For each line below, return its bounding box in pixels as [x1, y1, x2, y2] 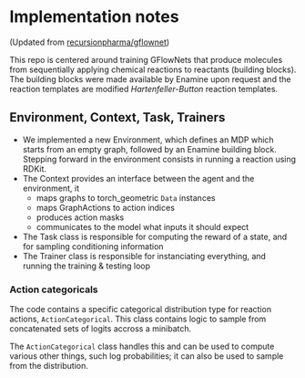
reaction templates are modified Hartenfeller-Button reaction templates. [9, 83, 279, 94]
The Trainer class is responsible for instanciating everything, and [22, 250, 267, 261]
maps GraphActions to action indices [36, 202, 176, 213]
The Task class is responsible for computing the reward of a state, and [22, 231, 288, 242]
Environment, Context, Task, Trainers [9, 110, 226, 125]
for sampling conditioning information [22, 240, 164, 252]
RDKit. [22, 163, 47, 174]
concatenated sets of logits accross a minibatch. [9, 323, 192, 334]
